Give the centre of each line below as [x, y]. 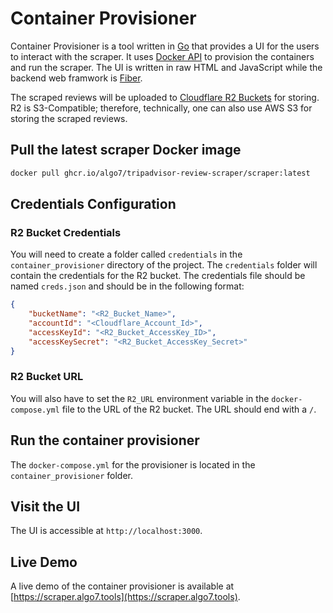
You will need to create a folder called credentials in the [126, 254]
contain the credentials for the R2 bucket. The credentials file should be [158, 276]
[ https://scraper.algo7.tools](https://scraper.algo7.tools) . [125, 597]
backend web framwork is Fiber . [76, 78]
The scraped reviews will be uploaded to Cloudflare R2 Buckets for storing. [165, 97]
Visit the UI [45, 507]
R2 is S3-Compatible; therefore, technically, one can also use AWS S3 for [161, 108]
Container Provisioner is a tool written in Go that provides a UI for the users [165, 46]
